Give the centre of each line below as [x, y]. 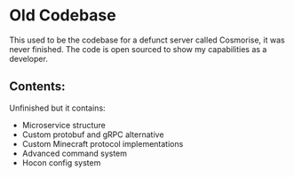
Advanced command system [74, 153]
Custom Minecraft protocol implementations [103, 143]
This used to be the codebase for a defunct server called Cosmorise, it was [147, 40]
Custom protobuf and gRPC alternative [93, 135]
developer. [29, 58]
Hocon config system [61, 162]
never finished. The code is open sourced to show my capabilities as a [138, 49]
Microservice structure [64, 125]
